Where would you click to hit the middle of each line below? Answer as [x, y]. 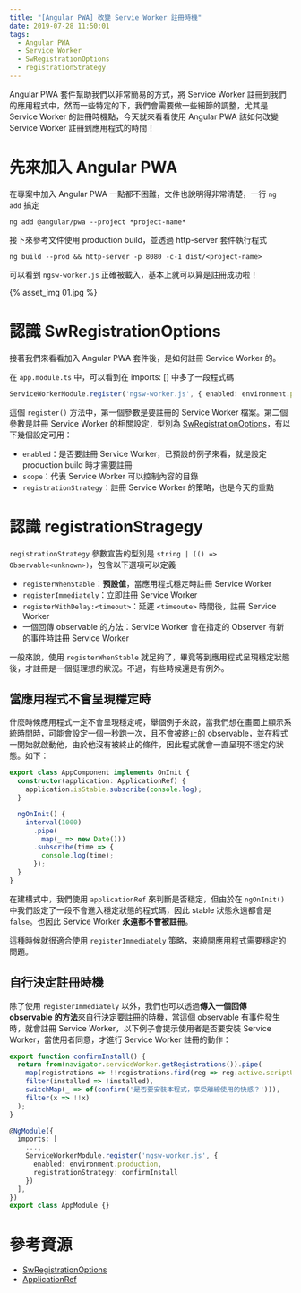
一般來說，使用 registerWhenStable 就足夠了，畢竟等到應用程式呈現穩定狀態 [150, 657]
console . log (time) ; [78, 856]
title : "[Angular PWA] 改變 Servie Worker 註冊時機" [106, 17]
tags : [19, 34]
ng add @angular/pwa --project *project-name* [98, 222]
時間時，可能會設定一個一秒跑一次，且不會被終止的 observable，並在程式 [152, 733]
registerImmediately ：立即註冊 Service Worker [110, 595]
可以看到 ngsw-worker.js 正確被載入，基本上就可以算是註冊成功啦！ [134, 274]
